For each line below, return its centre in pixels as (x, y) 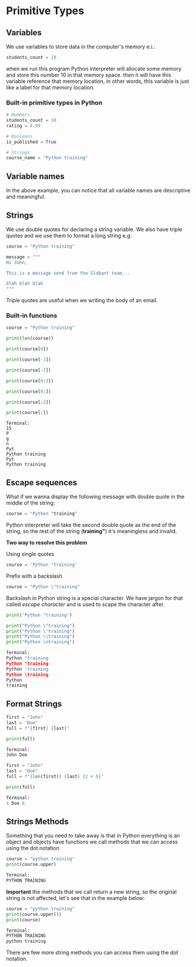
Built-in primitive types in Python (54, 102)
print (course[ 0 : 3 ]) (30, 381)
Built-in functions (32, 316)
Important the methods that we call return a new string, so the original (92, 892)
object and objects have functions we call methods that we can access (92, 842)
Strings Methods (37, 821)
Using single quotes (30, 554)
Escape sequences (42, 483)
